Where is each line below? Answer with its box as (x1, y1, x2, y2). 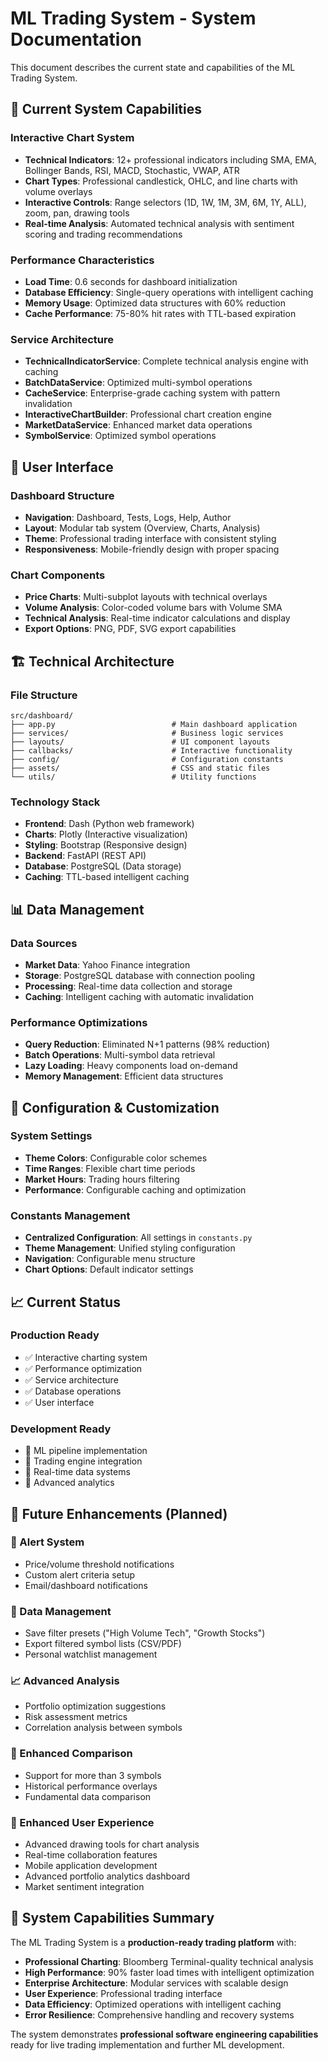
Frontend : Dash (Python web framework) (24, 818, 195, 830)
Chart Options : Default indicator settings (24, 1263, 194, 1276)
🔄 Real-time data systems (24, 1466, 131, 1478)
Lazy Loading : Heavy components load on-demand (24, 1060, 238, 1072)
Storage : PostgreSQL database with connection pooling (24, 969, 256, 981)
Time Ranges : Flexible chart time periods (24, 1162, 196, 1174)
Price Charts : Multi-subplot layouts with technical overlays (24, 591, 268, 603)
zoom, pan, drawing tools (24, 207, 130, 219)
